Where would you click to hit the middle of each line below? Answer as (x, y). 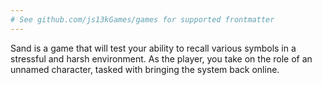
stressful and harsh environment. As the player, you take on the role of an (161, 58)
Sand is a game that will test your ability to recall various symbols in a (153, 48)
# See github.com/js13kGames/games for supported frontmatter (142, 19)
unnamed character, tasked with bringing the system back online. (145, 69)
